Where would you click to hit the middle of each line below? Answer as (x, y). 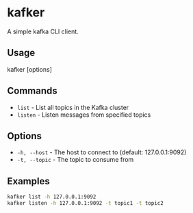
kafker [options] (30, 69)
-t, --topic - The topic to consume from (75, 160)
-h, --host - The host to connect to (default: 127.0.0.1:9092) (102, 152)
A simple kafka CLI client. (43, 31)
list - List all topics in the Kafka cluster (73, 107)
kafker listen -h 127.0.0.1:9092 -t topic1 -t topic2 (86, 203)
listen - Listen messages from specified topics (84, 115)
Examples (28, 181)
